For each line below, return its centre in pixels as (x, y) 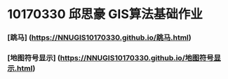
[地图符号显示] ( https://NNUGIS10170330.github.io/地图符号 (110, 58)
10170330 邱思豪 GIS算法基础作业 (105, 14)
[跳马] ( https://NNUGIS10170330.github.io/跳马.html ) (99, 37)
